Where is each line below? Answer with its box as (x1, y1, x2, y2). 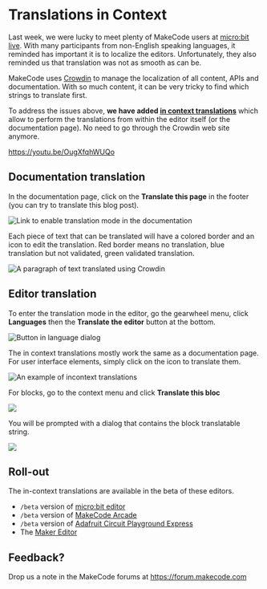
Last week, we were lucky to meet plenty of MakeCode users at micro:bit (8, 32, 250, 42)
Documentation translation (8, 170, 146, 184)
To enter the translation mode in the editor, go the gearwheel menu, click (8, 308, 249, 318)
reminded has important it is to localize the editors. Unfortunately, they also (8, 49, 257, 59)
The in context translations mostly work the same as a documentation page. (8, 347, 259, 358)
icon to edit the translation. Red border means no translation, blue (8, 239, 225, 250)
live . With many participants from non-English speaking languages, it (8, 40, 236, 50)
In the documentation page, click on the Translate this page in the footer (8, 191, 249, 201)
